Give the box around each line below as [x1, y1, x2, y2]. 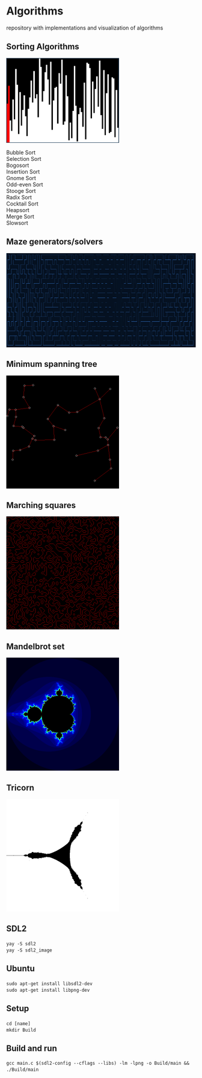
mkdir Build [6, 1027, 36, 1033]
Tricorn [6, 782, 35, 793]
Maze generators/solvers [6, 237, 103, 247]
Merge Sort [6, 213, 34, 221]
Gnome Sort [6, 175, 36, 182]
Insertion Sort [6, 168, 40, 175]
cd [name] [6, 1020, 31, 1027]
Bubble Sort [6, 149, 36, 156]
